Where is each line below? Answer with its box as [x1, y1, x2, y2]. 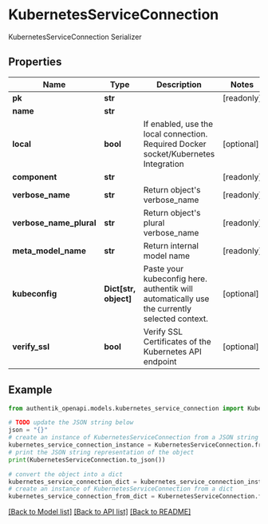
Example [8, 383, 53, 397]
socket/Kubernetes [143, 148, 215, 159]
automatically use [143, 293, 210, 304]
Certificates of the [143, 335, 211, 347]
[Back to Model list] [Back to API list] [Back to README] [8, 507, 191, 517]
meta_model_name [12, 245, 86, 256]
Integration [143, 158, 185, 169]
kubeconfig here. [143, 273, 207, 284]
